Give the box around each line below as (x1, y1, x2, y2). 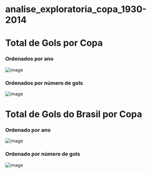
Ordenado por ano (5, 127, 51, 134)
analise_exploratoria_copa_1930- (5, 4, 147, 15)
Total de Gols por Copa (5, 37, 103, 49)
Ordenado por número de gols (5, 150, 80, 157)
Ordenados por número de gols (5, 79, 83, 86)
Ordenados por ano (5, 55, 54, 63)
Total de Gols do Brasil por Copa (5, 108, 142, 120)
